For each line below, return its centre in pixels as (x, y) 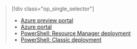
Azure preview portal (47, 20)
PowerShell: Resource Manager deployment (76, 33)
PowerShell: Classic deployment (61, 40)
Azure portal (36, 27)
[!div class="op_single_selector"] (53, 9)
